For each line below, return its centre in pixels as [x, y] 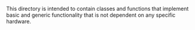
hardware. [19, 21]
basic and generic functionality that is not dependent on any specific [91, 15]
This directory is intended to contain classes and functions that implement [97, 9]
